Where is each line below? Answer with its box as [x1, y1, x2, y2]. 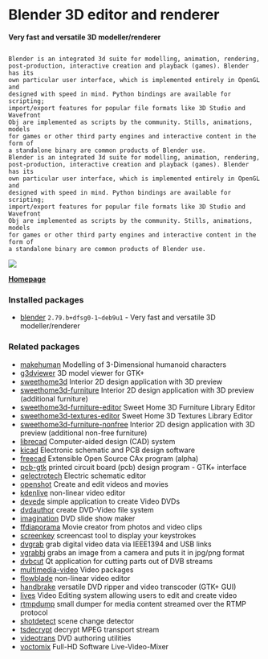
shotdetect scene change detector [19, 616, 135, 625]
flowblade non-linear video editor [19, 573, 131, 583]
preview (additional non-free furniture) [19, 428, 148, 438]
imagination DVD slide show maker [19, 513, 136, 523]
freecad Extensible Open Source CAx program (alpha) [19, 453, 199, 463]
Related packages [8, 341, 80, 352]
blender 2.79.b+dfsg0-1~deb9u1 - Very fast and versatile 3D [19, 312, 217, 323]
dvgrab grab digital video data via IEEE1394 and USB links [19, 539, 212, 549]
